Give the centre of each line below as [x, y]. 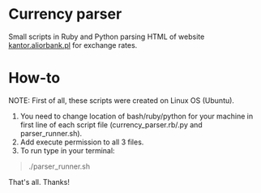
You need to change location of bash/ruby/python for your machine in [137, 116]
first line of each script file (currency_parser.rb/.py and [111, 124]
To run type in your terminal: [67, 150]
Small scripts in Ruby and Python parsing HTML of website [107, 36]
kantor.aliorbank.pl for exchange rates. [73, 45]
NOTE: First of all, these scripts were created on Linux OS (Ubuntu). [122, 100]
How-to [34, 78]
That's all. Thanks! [39, 182]
